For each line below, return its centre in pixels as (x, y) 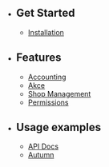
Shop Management (59, 93)
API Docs (43, 146)
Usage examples (59, 127)
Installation (46, 32)
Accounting (47, 77)
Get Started (45, 13)
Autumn (41, 155)
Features (38, 58)
